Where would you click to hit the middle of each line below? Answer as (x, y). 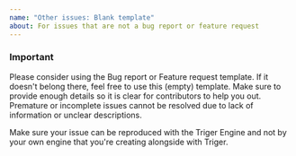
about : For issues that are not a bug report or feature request (134, 26)
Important (31, 57)
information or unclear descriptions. (76, 115)
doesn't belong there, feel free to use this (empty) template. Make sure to (145, 86)
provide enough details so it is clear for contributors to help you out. (135, 96)
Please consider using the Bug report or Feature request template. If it (139, 76)
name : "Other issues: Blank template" (82, 17)
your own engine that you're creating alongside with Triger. (119, 142)
